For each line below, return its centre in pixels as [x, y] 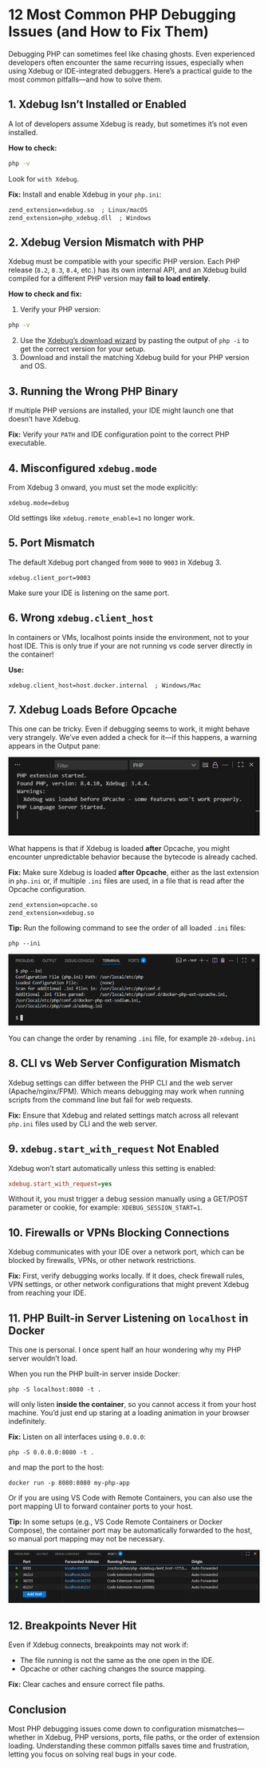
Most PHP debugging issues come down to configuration [102, 1729]
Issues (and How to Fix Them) [108, 32]
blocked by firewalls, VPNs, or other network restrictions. [102, 1261]
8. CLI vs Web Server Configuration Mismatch [124, 1063]
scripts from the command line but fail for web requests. [100, 1099]
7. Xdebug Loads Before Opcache [93, 710]
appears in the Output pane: [55, 746]
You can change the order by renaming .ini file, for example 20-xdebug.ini [132, 1038]
